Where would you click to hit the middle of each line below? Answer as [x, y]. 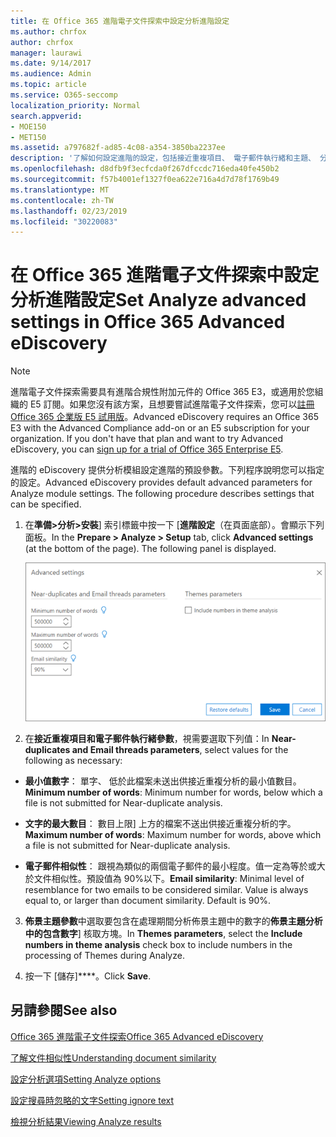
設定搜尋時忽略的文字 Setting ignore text [92, 1100]
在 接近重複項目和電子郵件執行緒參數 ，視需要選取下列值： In [147, 738]
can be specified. [46, 504]
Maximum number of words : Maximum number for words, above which [173, 834]
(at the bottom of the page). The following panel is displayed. [150, 549]
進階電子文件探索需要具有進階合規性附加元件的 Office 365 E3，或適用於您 [162, 392]
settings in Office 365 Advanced [148, 322]
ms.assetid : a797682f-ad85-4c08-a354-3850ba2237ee [118, 148]
